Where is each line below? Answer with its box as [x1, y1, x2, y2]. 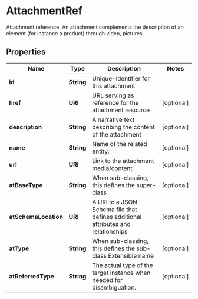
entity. [92, 147, 110, 155]
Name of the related [92, 139, 147, 148]
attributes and [92, 220, 131, 228]
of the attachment [92, 130, 141, 138]
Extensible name [108, 251, 154, 260]
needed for [92, 275, 123, 284]
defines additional [92, 212, 142, 221]
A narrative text [92, 115, 135, 124]
